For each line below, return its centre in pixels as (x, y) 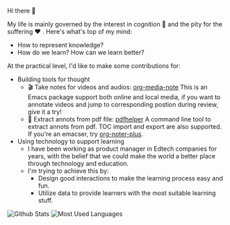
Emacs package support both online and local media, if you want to (124, 97)
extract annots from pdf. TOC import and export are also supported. (125, 126)
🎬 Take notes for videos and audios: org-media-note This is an (117, 87)
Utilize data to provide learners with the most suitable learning (127, 193)
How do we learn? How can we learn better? (81, 52)
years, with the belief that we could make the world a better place (121, 156)
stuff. (46, 200)
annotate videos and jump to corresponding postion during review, (123, 105)
